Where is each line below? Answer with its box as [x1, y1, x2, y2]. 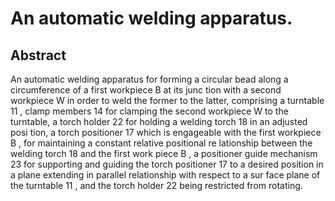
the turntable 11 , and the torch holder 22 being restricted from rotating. [10, 180, 303, 191]
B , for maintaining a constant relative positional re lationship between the [10, 137, 313, 149]
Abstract [10, 47, 67, 64]
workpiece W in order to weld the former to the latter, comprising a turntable [10, 95, 325, 106]
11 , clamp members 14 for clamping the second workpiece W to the [10, 105, 289, 117]
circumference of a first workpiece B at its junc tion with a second [10, 84, 282, 96]
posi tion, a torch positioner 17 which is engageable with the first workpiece [10, 127, 322, 138]
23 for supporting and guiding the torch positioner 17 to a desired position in [10, 158, 324, 170]
